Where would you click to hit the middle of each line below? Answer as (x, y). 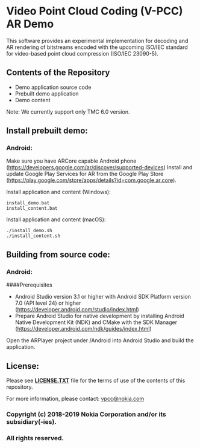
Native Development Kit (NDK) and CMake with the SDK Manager (96, 322)
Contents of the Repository (58, 73)
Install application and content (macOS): (56, 219)
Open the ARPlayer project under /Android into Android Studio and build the (100, 340)
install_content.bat (32, 209)
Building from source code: (58, 254)
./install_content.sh (33, 236)
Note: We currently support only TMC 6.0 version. (68, 112)
